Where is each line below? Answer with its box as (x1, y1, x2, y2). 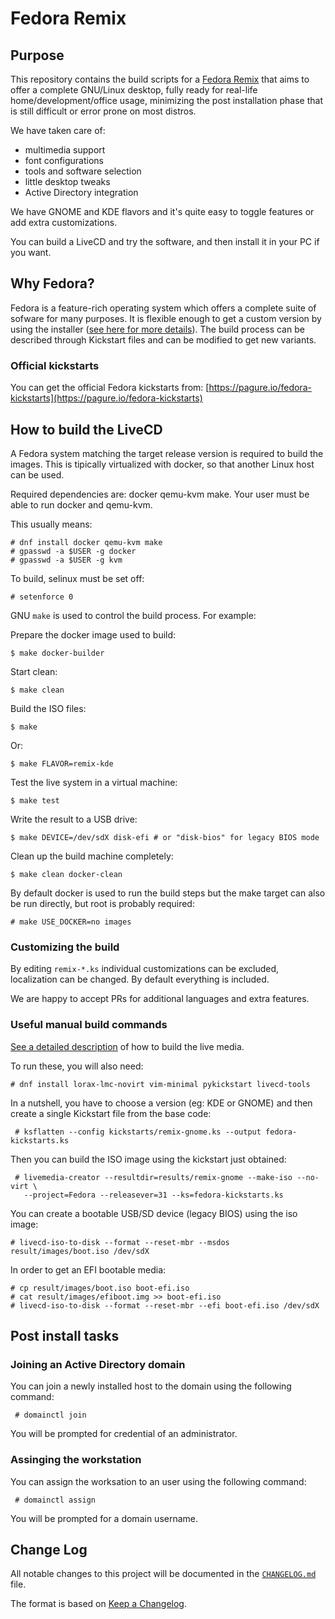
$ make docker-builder (10, 648, 105, 658)
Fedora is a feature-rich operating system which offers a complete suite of (10, 302, 317, 314)
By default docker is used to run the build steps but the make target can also (10, 887, 326, 899)
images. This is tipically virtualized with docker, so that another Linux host (10, 458, 315, 470)
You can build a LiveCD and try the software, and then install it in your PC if (10, 236, 320, 247)
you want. (10, 247, 52, 258)
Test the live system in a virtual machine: (10, 776, 178, 788)
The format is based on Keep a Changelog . (10, 1598, 187, 1610)
